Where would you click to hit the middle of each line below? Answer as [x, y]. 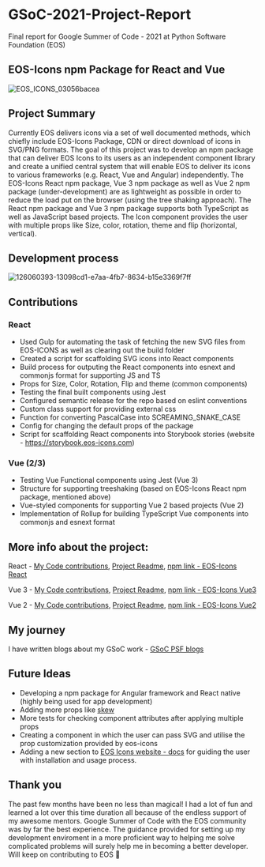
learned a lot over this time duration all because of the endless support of [127, 812]
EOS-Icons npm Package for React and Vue [117, 70]
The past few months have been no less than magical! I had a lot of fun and [131, 804]
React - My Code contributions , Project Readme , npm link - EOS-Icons [123, 566]
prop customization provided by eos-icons [88, 743]
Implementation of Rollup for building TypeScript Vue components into [134, 514]
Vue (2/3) [27, 462]
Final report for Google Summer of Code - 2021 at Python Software [117, 36]
